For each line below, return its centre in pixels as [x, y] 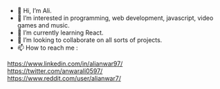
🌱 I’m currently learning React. [60, 32]
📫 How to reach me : [47, 48]
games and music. [43, 25]
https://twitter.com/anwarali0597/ [55, 71]
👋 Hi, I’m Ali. [34, 11]
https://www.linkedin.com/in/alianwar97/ [65, 63]
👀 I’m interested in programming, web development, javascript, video [115, 18]
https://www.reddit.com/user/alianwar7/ [64, 78]
